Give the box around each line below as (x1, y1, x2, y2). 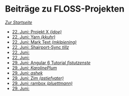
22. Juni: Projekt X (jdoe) (12, 29, 62, 34)
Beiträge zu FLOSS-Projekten (5, 3, 125, 15)
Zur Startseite (5, 19, 32, 25)
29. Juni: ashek (12, 70, 43, 76)
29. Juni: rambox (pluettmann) (12, 80, 73, 86)
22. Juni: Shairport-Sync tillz (12, 44, 69, 50)
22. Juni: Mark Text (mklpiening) (12, 39, 77, 45)
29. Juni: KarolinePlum (12, 64, 57, 71)
